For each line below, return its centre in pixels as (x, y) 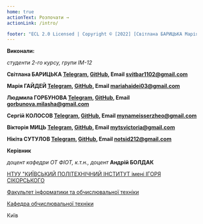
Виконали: (21, 51)
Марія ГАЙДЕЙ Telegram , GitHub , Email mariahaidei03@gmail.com (93, 86)
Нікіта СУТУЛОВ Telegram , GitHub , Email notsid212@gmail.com (89, 139)
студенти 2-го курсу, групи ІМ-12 (49, 63)
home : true (20, 12)
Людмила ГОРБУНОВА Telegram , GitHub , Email (68, 98)
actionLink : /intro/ (33, 23)
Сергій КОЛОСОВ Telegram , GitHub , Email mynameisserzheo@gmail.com (102, 116)
